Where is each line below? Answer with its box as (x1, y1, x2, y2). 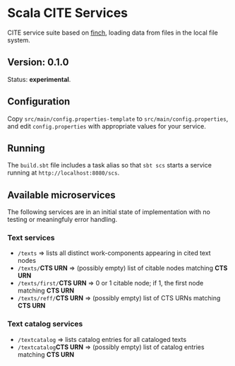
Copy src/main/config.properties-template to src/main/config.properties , (7, 114, 229, 123)
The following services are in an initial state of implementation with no (7, 208, 210, 216)
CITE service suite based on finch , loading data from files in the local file (7, 28, 219, 37)
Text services (7, 233, 55, 243)
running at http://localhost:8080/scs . (7, 168, 120, 177)
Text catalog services (7, 319, 83, 329)
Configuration (7, 95, 71, 107)
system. (7, 35, 30, 44)
